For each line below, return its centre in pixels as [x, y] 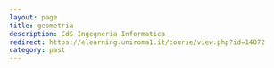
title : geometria [42, 26]
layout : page [33, 17]
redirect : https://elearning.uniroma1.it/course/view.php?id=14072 [137, 42]
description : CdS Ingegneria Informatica [87, 34]
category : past [37, 50]
